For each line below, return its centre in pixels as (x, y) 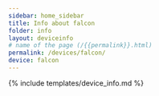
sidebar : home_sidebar (46, 16)
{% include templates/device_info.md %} (76, 83)
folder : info (30, 30)
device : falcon (34, 61)
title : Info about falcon (51, 23)
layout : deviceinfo (41, 38)
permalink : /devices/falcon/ (57, 53)
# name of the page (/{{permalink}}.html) (80, 46)
